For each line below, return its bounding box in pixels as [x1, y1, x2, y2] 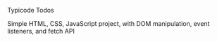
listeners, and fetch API [7, 27, 75, 35]
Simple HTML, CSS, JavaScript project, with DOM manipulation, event [7, 20, 210, 27]
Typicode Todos [7, 6, 54, 14]
